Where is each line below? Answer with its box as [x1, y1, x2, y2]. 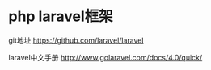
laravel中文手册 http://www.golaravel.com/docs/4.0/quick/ [8, 52, 203, 62]
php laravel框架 [8, 7, 113, 26]
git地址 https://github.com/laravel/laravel [8, 35, 144, 45]
